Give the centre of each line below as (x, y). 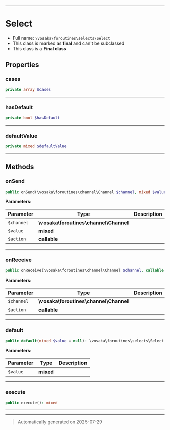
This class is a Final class (39, 48)
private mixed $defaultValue (36, 146)
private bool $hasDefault (32, 118)
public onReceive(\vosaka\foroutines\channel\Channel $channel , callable (85, 270)
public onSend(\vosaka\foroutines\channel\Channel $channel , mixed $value (86, 192)
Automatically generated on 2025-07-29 (60, 422)
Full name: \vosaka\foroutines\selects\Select (61, 38)
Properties (22, 65)
